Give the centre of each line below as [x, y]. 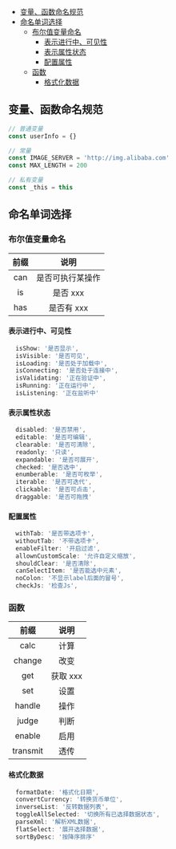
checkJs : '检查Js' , [47, 586]
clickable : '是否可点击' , [56, 489]
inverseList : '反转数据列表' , [62, 807]
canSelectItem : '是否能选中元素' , [69, 571]
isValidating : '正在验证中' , [61, 378]
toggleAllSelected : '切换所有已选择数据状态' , [88, 814]
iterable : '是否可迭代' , [54, 482]
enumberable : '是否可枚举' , [59, 475]
